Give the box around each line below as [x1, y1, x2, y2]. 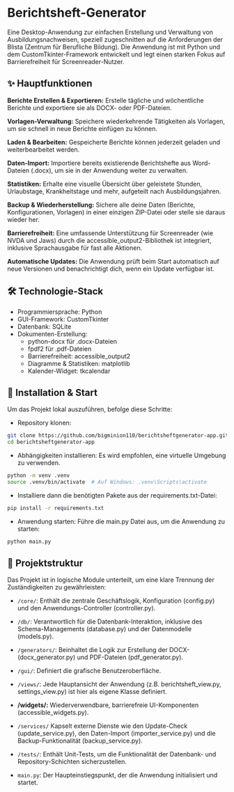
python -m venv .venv [7, 472, 70, 480]
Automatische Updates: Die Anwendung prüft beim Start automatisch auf [7, 257, 219, 265]
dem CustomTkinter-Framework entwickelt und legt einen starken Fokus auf [7, 50, 226, 58]
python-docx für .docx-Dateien [27, 337, 117, 345]
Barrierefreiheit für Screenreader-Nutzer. [7, 57, 125, 65]
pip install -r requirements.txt [7, 505, 104, 512]
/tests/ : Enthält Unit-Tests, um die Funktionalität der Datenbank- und [17, 750, 217, 759]
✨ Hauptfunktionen [7, 78, 93, 90]
